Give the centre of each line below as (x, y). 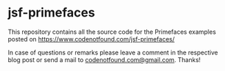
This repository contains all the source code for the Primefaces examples (112, 32)
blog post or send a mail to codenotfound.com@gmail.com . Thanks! (104, 59)
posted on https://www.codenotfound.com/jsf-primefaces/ (91, 39)
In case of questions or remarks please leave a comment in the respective (113, 52)
